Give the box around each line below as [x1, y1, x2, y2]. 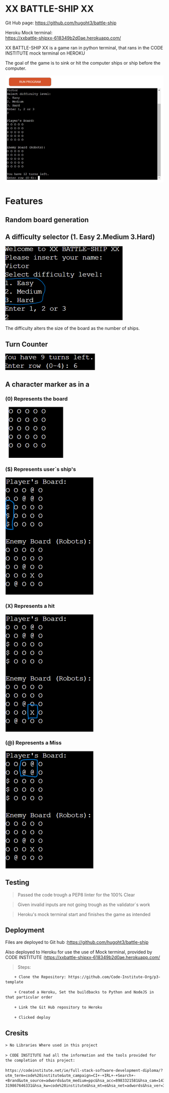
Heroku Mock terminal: [5, 29, 53, 35]
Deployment [5, 926, 45, 935]
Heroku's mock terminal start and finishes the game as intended [17, 911, 151, 917]
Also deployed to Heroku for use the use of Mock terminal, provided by [5, 949, 152, 955]
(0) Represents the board [5, 395, 68, 402]
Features [5, 196, 43, 207]
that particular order [5, 995, 53, 1000]
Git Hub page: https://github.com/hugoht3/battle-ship [5, 20, 117, 26]
